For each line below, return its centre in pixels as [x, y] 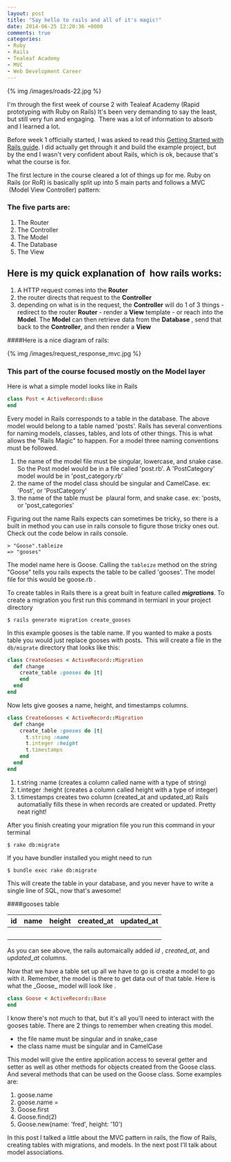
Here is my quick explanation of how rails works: [114, 273]
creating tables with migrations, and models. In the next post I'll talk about [112, 1145]
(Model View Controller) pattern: [55, 190]
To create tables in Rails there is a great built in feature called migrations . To [116, 592]
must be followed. [33, 448]
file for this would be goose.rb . [52, 579]
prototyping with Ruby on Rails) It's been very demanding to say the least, [112, 112]
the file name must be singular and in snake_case [87, 1039]
